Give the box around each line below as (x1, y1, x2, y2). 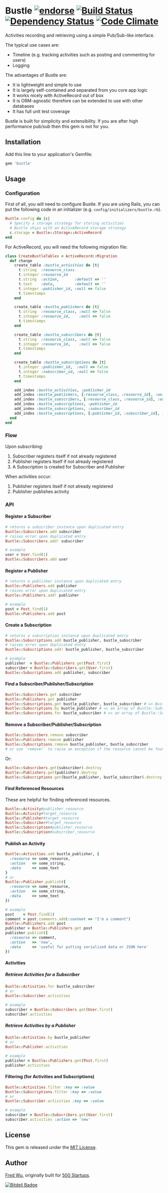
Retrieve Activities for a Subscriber (5, 971, 80, 977)
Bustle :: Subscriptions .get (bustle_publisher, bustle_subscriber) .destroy (5, 775, 162, 780)
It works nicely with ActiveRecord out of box (12, 92, 104, 98)
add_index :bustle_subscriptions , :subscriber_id (14, 406, 120, 411)
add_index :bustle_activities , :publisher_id (14, 387, 111, 393)
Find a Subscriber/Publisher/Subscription (5, 681, 93, 687)
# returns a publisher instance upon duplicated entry (5, 579, 122, 584)
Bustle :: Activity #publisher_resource (5, 806, 84, 811)
